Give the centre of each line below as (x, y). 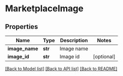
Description (74, 40)
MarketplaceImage (44, 9)
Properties (22, 27)
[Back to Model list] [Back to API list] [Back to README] (61, 69)
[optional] (104, 57)
